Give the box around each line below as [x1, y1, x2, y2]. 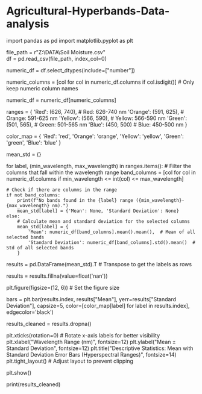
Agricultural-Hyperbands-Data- [6, 4, 170, 18]
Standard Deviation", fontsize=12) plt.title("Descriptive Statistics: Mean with [6, 345, 194, 352]
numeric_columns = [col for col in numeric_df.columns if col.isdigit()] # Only [6, 78, 195, 86]
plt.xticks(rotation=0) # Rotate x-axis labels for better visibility [6, 331, 160, 339]
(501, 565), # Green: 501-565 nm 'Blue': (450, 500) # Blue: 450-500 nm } [6, 120, 188, 128]
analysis [6, 17, 49, 31]
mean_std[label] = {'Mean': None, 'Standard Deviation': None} [17, 208, 180, 214]
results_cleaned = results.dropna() [6, 320, 92, 327]
